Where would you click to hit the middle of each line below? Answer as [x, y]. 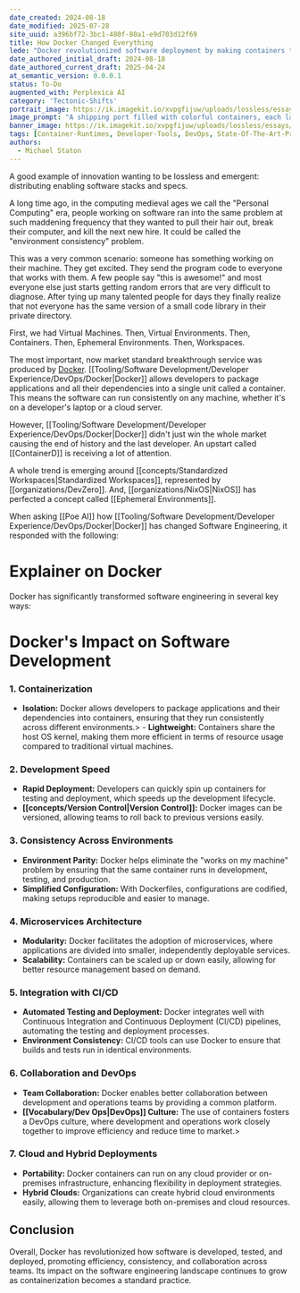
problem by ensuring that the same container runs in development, [145, 870]
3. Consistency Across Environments [92, 840]
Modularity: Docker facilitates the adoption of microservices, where [148, 940]
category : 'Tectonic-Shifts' [63, 101]
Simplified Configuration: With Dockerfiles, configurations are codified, [154, 889]
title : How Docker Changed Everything [81, 43]
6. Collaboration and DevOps [73, 1073]
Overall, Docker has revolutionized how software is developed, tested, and [146, 1251]
